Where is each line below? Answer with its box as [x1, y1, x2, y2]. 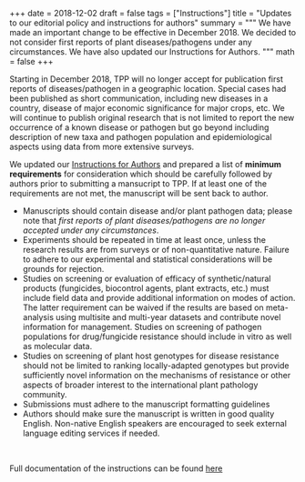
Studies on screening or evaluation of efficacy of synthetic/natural [22, 273, 271, 284]
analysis [22, 312, 55, 322]
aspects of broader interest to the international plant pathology [22, 379, 259, 390]
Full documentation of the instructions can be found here [9, 463, 223, 474]
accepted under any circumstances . [22, 225, 159, 236]
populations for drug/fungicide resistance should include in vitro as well [22, 331, 292, 342]
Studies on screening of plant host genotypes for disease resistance [22, 350, 280, 361]
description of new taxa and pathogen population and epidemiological [9, 132, 272, 142]
